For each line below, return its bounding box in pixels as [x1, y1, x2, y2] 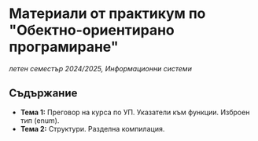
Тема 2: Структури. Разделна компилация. [20, 124, 165, 133]
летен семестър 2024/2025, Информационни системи [9, 63, 192, 73]
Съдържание [9, 87, 78, 100]
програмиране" [9, 38, 119, 56]
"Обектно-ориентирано [9, 21, 175, 39]
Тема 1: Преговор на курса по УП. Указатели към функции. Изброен [20, 107, 250, 117]
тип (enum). [20, 115, 60, 125]
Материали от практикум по [9, 5, 206, 23]
